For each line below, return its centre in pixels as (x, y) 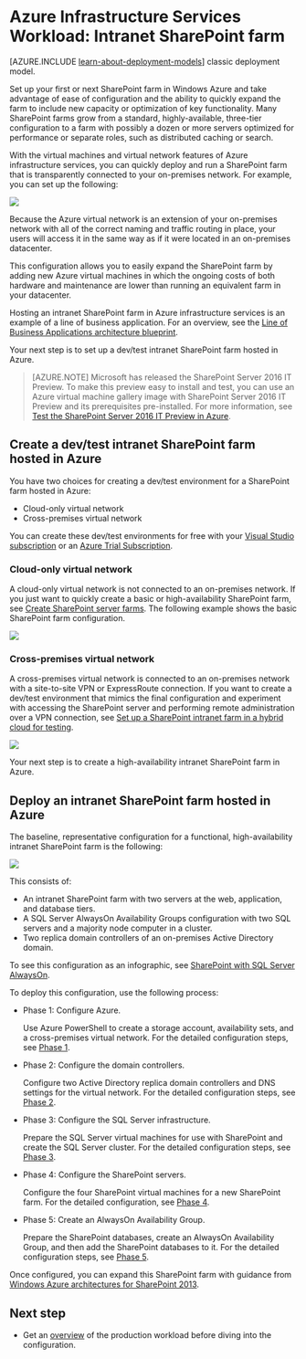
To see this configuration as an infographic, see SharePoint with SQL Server (152, 965)
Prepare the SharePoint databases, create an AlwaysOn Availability (148, 1238)
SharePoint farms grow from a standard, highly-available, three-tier (136, 118)
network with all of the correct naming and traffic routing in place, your (142, 228)
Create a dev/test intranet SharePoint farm (132, 445)
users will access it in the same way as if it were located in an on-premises (150, 238)
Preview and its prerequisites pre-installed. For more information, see (162, 406)
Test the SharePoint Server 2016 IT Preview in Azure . (131, 416)
